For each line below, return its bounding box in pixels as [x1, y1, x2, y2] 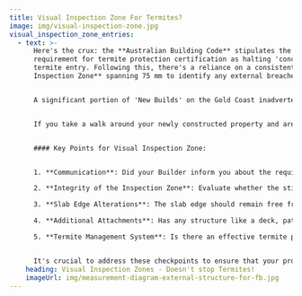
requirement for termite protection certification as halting [32, 55, 271, 64]
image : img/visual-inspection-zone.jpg [9, 22, 159, 30]
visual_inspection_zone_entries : [9, 30, 135, 39]
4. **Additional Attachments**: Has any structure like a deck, [32, 216, 280, 225]
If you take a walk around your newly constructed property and [32, 119, 280, 128]
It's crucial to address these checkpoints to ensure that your [32, 257, 280, 266]
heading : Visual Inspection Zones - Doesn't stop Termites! [25, 265, 255, 274]
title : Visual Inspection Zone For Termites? [9, 13, 182, 22]
